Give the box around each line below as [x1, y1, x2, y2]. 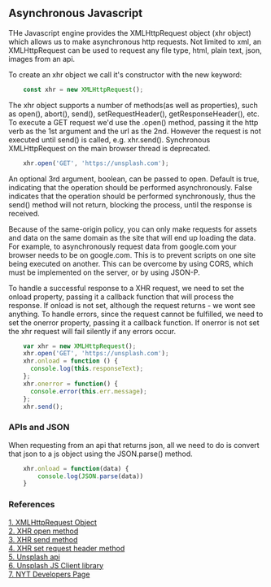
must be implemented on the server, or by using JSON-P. [8, 267, 201, 277]
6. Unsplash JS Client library [8, 560, 104, 570]
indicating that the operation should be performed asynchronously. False [8, 182, 252, 192]
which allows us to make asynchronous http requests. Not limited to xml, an [8, 37, 262, 46]
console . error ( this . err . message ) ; [29, 387, 148, 395]
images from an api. [8, 54, 76, 63]
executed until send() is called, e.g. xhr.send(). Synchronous [8, 134, 211, 145]
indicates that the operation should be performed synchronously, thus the [8, 191, 256, 201]
